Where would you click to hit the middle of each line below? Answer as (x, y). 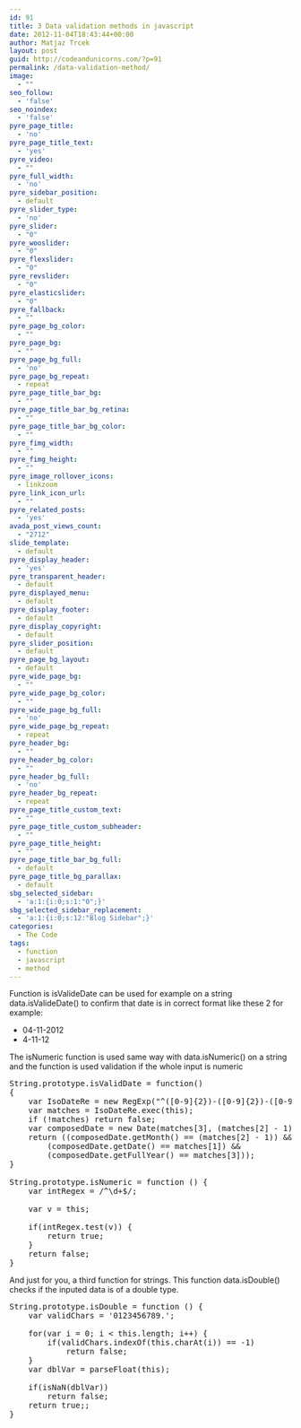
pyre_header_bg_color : (52, 760)
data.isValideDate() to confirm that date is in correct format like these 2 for (146, 1003)
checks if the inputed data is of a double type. (94, 1290)
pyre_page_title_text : (52, 143)
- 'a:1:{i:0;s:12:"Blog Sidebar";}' (86, 919)
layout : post (34, 51)
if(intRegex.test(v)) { (80, 1227)
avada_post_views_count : (56, 527)
